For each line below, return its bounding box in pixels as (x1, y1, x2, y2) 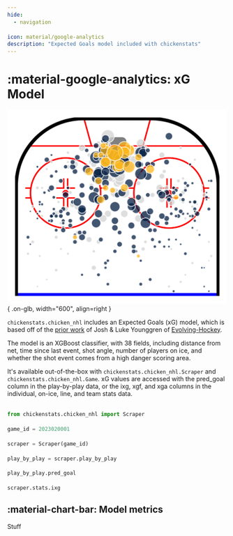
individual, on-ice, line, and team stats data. (7, 389, 133, 397)
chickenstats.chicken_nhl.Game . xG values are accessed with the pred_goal (7, 374, 225, 383)
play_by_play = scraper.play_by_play (7, 455, 117, 462)
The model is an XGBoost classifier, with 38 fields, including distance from (7, 339, 221, 347)
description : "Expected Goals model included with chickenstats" (7, 40, 201, 48)
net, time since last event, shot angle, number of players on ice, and (7, 346, 202, 355)
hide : (7, 11, 23, 18)
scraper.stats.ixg (7, 484, 61, 491)
